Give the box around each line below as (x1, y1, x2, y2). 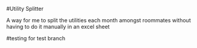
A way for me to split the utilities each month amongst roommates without (6, 17, 192, 23)
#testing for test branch (6, 35, 66, 41)
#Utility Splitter (6, 5, 44, 12)
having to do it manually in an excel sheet (6, 23, 110, 30)
